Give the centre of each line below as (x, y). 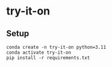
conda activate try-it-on (39, 53)
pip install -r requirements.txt (48, 58)
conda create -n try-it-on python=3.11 (56, 47)
